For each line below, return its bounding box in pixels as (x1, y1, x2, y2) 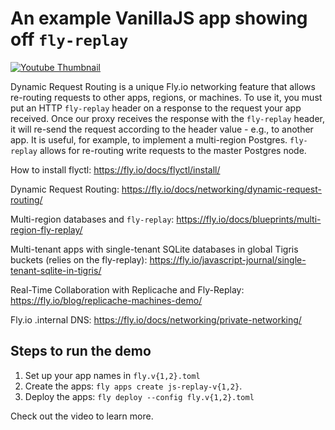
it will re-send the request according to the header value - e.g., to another (10, 123, 314, 135)
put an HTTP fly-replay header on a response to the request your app (10, 102, 302, 114)
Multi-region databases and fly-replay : (10, 213, 175, 225)
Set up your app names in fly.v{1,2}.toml (24, 369, 201, 381)
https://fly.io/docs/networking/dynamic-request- (121, 183, 322, 195)
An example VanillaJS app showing (10, 7, 308, 30)
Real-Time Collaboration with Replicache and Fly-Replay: (10, 283, 245, 296)
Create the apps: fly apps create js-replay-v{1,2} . (24, 380, 243, 392)
